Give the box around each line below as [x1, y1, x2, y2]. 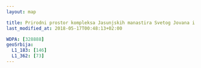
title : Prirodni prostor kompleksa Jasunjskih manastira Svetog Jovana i [6, 19, 196, 26]
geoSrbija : [6, 42, 34, 48]
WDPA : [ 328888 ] [6, 36, 45, 42]
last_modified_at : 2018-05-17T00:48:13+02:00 [6, 25, 122, 31]
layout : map [6, 8, 36, 15]
